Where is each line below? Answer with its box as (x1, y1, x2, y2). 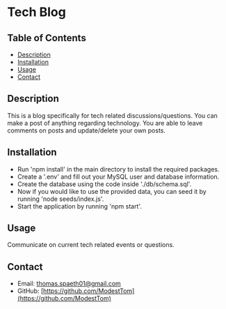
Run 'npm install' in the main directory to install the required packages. (17, 165, 220, 173)
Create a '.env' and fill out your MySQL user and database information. (17, 172, 220, 181)
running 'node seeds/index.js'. (17, 195, 104, 203)
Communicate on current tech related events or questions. (7, 241, 175, 249)
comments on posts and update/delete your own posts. (7, 126, 166, 135)
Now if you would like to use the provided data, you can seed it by (17, 187, 207, 195)
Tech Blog (7, 4, 66, 20)
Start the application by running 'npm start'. (17, 202, 143, 210)
